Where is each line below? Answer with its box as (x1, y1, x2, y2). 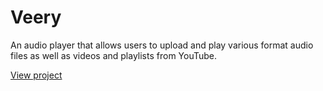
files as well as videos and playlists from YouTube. (10, 49, 218, 61)
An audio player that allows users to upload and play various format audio (10, 39, 314, 51)
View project (10, 69, 63, 81)
